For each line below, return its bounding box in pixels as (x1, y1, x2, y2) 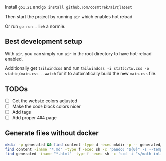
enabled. (5, 56, 23, 62)
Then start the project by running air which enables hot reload (5, 14, 133, 19)
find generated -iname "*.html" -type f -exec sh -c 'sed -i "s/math (5, 151, 152, 157)
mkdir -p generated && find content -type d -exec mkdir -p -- (5, 142, 138, 147)
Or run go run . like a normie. (5, 23, 66, 29)
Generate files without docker (5, 129, 99, 137)
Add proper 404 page (12, 114, 57, 120)
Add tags (12, 109, 31, 115)
